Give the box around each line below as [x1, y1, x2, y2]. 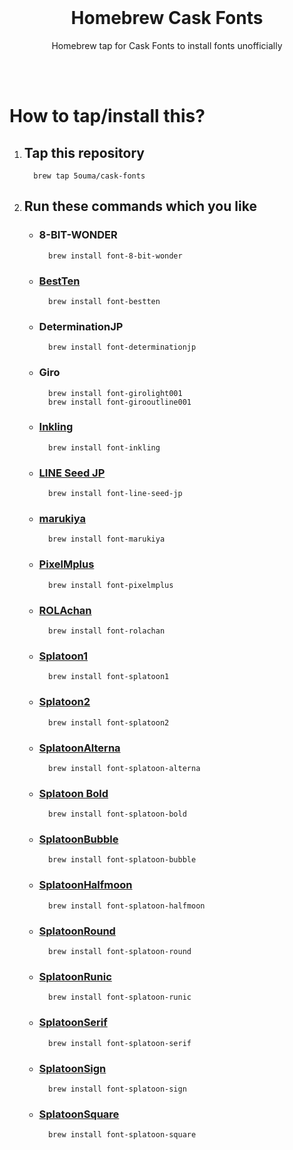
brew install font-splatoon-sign [47, 1084, 187, 1094]
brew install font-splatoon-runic [47, 992, 192, 1003]
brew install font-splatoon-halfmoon [47, 901, 206, 911]
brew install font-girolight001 [47, 388, 183, 398]
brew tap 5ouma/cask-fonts [33, 171, 146, 181]
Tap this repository [23, 144, 145, 161]
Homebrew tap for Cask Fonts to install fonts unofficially [51, 39, 283, 51]
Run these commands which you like [23, 198, 257, 215]
